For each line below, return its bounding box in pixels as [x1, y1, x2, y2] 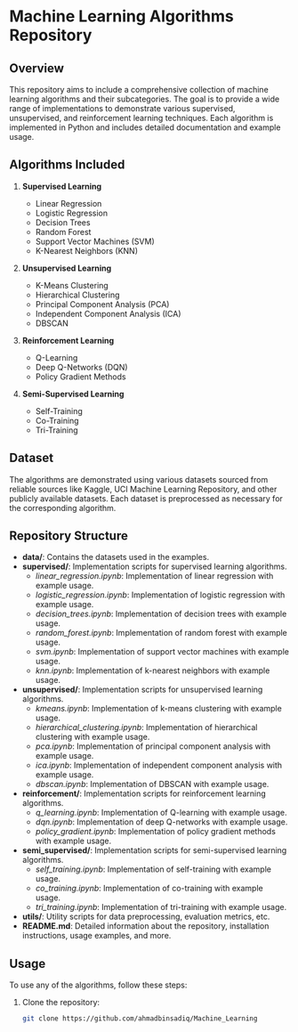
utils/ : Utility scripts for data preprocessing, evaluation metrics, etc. [21, 911, 270, 922]
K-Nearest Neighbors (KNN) [35, 245, 138, 256]
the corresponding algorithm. [9, 502, 117, 513]
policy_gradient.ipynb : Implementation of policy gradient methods [35, 826, 276, 837]
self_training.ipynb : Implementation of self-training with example [35, 864, 271, 874]
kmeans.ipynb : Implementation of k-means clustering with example [35, 703, 282, 714]
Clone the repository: [21, 997, 101, 1008]
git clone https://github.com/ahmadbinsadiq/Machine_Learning [21, 1014, 258, 1023]
